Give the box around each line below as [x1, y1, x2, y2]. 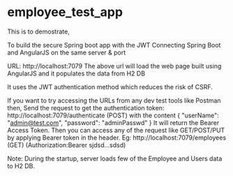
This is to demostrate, [7, 27, 70, 36]
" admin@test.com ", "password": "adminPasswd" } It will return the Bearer [7, 118, 220, 126]
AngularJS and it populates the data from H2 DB [7, 69, 145, 78]
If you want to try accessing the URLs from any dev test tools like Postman [7, 96, 221, 105]
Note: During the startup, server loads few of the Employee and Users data [7, 154, 223, 163]
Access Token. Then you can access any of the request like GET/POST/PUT [7, 126, 225, 134]
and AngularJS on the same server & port [7, 48, 126, 57]
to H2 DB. [7, 161, 35, 170]
